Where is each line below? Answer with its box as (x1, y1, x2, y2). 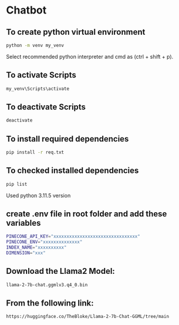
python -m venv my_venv (6, 42, 65, 48)
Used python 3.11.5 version (6, 192, 71, 199)
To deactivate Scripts (6, 102, 86, 112)
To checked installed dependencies (6, 166, 139, 176)
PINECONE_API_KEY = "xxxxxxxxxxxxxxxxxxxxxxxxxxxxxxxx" (6, 233, 141, 240)
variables (6, 218, 41, 228)
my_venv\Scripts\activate (6, 86, 69, 92)
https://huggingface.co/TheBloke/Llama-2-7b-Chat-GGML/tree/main (6, 314, 169, 320)
